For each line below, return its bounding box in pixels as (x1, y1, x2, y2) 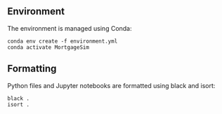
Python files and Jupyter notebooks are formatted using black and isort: (7, 81, 216, 90)
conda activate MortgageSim (7, 43, 90, 51)
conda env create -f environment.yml (7, 38, 118, 45)
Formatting (7, 63, 57, 75)
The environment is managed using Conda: (7, 24, 132, 32)
